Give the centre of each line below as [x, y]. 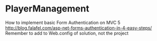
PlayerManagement [47, 9]
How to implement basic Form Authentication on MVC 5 [63, 22]
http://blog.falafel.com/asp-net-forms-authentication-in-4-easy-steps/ [78, 27]
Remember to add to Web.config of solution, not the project [67, 33]
